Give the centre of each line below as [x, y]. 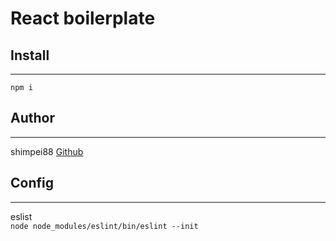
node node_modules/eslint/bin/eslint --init [104, 226]
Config [32, 183]
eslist [21, 216]
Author [32, 118]
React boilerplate [83, 18]
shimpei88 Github [47, 151]
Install [30, 55]
